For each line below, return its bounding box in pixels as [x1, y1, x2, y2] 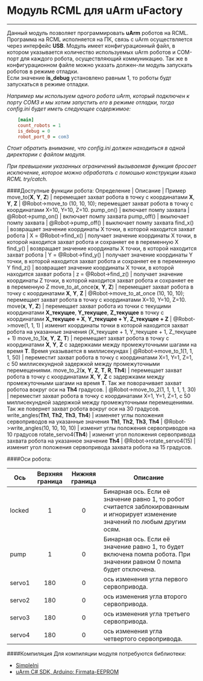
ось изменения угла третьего [103, 610, 190, 618]
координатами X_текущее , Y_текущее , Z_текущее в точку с [7, 309, 164, 316]
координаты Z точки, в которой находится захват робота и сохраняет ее [7, 277, 194, 284]
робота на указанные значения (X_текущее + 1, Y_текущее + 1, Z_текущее [7, 328, 197, 336]
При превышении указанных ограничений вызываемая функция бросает [7, 162, 197, 170]
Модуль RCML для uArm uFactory [7, 4, 183, 18]
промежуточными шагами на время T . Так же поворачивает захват [7, 380, 182, 387]
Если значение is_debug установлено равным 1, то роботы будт [7, 74, 172, 82]
